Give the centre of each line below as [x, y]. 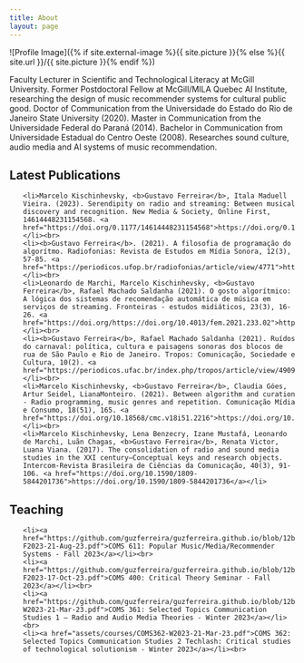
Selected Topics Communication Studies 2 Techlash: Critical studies [157, 642]
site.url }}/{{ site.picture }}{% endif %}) [83, 62]
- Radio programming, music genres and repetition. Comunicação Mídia [159, 403]
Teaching [36, 509]
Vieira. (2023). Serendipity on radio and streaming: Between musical [159, 204]
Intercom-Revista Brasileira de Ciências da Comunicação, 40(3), [148, 466]
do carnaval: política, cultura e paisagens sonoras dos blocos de [152, 347]
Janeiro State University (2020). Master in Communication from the [135, 118]
